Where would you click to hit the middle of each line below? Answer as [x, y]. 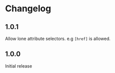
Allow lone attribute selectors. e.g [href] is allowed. [58, 38]
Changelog [28, 9]
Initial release [19, 66]
